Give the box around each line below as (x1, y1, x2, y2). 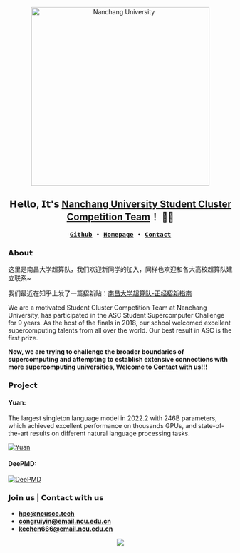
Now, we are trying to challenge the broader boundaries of (8, 347, 184, 356)
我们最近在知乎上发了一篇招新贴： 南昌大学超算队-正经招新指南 (8, 289, 192, 298)
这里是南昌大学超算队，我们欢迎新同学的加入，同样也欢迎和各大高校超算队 (8, 265, 226, 274)
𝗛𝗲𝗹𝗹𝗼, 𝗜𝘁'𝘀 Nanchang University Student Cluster (9, 198, 232, 210)
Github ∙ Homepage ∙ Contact (69, 230, 172, 238)
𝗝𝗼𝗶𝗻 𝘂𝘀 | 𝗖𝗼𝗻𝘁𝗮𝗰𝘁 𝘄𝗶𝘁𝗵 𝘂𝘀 (8, 493, 104, 503)
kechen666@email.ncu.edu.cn (18, 524, 113, 533)
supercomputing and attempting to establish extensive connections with (8, 355, 229, 364)
